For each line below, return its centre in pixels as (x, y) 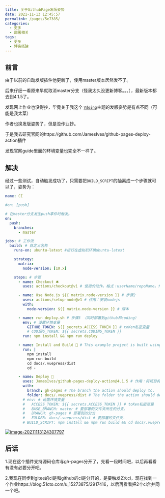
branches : (24, 228)
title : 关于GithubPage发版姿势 (35, 10)
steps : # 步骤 (27, 277)
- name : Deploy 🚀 (36, 377)
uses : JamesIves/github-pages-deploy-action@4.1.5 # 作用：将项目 (90, 381)
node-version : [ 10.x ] (45, 268)
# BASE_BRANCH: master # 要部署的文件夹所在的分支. (74, 409)
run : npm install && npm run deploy (60, 336)
